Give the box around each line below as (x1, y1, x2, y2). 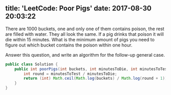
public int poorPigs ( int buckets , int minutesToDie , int (14, 66, 138, 72)
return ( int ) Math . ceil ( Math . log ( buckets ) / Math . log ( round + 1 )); (23, 76, 169, 81)
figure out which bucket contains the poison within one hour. (5, 42, 132, 48)
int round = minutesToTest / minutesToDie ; (23, 71, 117, 76)
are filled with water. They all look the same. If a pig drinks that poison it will (5, 31, 164, 37)
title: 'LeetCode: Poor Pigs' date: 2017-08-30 (5, 4, 152, 13)
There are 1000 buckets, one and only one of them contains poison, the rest (5, 26, 164, 32)
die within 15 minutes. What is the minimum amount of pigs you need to (5, 36, 155, 42)
